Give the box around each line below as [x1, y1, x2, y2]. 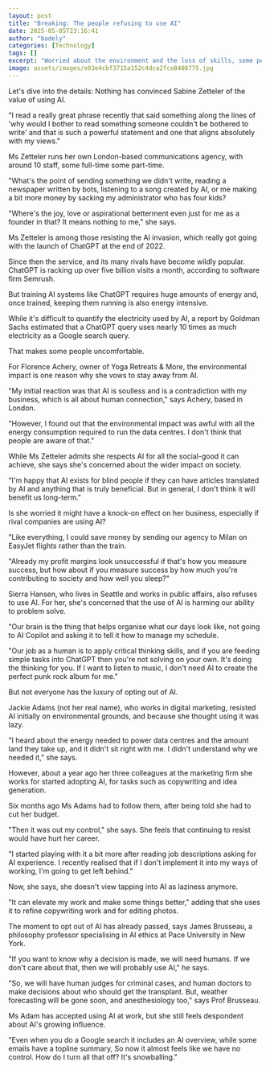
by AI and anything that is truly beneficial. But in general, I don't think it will [8, 484, 256, 493]
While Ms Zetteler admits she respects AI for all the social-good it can [8, 451, 239, 461]
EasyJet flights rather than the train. [8, 541, 127, 550]
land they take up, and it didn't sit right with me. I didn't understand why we [8, 743, 259, 753]
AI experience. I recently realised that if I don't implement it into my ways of [8, 858, 259, 867]
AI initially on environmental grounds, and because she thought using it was [8, 711, 260, 721]
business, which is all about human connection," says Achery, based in [8, 394, 243, 404]
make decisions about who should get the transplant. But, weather [8, 986, 228, 996]
